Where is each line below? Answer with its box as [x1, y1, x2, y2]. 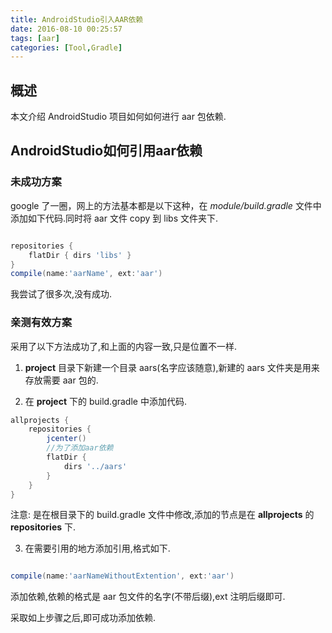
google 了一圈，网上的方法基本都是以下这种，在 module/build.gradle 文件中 [10, 199, 322, 211]
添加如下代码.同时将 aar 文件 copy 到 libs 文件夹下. [10, 212, 218, 224]
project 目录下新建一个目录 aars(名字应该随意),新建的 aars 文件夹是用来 [24, 361, 320, 373]
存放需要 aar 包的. [24, 374, 99, 386]
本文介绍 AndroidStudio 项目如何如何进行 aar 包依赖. [10, 111, 227, 123]
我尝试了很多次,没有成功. [10, 288, 113, 300]
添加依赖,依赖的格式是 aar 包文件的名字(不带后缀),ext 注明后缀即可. [10, 591, 286, 603]
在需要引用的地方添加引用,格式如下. [24, 542, 171, 555]
